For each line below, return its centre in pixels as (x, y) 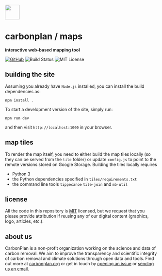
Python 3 (21, 174)
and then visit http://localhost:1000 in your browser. (59, 127)
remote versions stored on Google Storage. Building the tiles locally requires (81, 164)
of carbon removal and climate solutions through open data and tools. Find (80, 259)
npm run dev (17, 118)
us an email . (17, 269)
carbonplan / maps (44, 37)
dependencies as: (23, 91)
